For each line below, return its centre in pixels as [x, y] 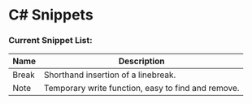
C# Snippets [51, 15]
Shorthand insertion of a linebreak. [110, 75]
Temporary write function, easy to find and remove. [141, 89]
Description [141, 61]
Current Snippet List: [50, 41]
